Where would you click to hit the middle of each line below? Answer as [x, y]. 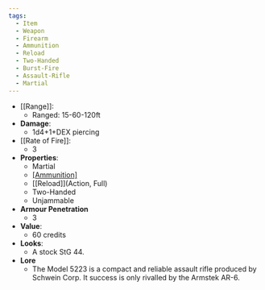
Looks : [31, 243]
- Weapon [30, 31]
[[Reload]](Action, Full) [70, 183]
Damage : [35, 123]
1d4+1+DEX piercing [66, 132]
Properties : [39, 157]
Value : [31, 226]
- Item [27, 23]
